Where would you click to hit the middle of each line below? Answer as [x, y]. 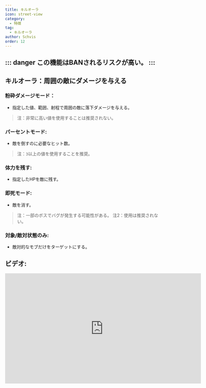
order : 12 [15, 42]
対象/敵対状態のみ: [27, 235]
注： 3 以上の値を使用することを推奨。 [55, 154]
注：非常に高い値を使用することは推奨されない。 [66, 118]
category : [15, 19]
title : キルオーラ [22, 10]
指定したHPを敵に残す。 [36, 179]
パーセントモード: [26, 132]
